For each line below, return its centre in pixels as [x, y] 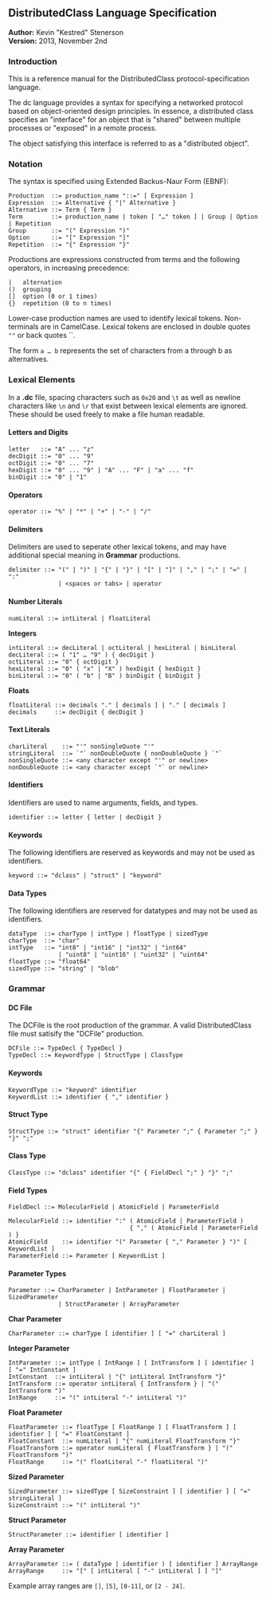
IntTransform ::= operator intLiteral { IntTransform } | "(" [113, 1384]
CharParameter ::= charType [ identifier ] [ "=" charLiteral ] [117, 1334]
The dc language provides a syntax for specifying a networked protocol [126, 103]
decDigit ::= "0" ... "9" [51, 456]
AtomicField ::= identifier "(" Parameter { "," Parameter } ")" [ [128, 1242]
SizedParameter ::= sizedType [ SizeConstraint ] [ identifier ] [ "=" [129, 1492]
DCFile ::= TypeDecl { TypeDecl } [66, 1048]
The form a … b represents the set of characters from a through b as [120, 351]
